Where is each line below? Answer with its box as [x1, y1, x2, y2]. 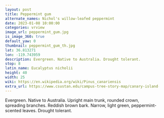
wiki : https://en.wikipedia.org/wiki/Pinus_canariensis [5, 79, 121, 84]
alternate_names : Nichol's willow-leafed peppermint [5, 16, 115, 21]
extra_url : [5, 84, 27, 89]
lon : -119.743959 [5, 52, 41, 57]
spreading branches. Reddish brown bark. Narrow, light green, [5, 102, 130, 108]
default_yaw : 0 [5, 39, 36, 44]
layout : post [5, 7, 32, 12]
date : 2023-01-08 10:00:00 [5, 20, 60, 26]
